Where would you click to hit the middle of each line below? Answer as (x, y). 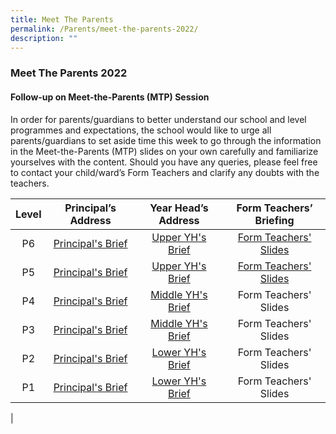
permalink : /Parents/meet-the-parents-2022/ (104, 29)
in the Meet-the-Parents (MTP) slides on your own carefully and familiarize (164, 151)
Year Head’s (179, 208)
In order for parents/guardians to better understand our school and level (158, 119)
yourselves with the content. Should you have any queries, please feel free (164, 162)
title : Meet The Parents (62, 19)
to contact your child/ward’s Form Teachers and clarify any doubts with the (165, 172)
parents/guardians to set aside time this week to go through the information (166, 140)
